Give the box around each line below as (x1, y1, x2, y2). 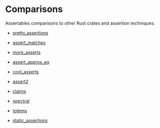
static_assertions (12, 117, 48, 123)
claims (12, 88, 27, 94)
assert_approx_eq (12, 59, 49, 65)
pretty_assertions (12, 30, 49, 36)
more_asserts (12, 49, 41, 55)
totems (12, 107, 27, 113)
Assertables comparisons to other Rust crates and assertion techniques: (5, 20, 155, 26)
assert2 (12, 78, 29, 84)
